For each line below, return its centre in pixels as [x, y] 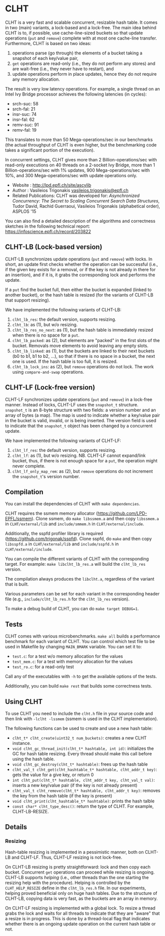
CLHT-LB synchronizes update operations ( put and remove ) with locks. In [79, 259]
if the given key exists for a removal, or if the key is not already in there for [81, 269]
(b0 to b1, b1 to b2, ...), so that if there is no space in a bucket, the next [83, 356]
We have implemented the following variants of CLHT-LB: [63, 309]
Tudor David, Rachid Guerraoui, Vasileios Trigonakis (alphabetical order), [86, 206]
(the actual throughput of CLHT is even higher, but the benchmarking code [81, 145]
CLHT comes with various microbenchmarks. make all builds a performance [82, 636]
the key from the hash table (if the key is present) [62, 796]
